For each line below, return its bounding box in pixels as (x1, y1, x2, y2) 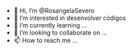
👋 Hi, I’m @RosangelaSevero (13, 7, 95, 14)
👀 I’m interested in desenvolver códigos (13, 14, 126, 22)
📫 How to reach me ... (13, 37, 78, 44)
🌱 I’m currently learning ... (13, 21, 88, 29)
